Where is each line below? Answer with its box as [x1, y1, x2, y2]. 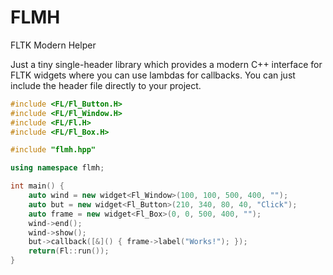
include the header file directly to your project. [10, 79, 202, 91]
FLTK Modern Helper [10, 39, 97, 51]
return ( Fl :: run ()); [28, 246, 110, 256]
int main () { [10, 181, 65, 191]
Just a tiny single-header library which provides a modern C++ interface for [10, 58, 323, 70]
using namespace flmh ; [10, 163, 105, 173]
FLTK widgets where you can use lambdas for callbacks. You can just [10, 69, 296, 81]
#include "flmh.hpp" [10, 145, 97, 155]
